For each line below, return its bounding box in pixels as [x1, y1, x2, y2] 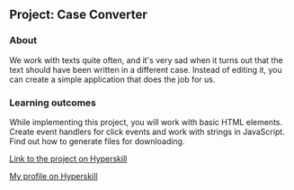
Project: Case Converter [9, 7, 148, 23]
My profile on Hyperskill [9, 170, 98, 181]
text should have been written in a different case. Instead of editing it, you [9, 64, 282, 75]
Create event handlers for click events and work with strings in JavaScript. [9, 126, 285, 137]
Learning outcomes [9, 96, 96, 109]
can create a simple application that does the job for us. [9, 74, 216, 85]
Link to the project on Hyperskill [9, 153, 128, 164]
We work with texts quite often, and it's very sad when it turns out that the [9, 54, 283, 66]
